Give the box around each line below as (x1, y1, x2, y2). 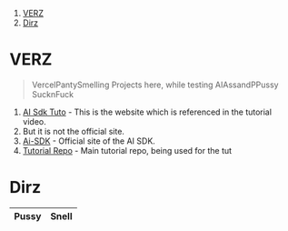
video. (22, 115, 47, 126)
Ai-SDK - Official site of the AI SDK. (22, 136, 156, 146)
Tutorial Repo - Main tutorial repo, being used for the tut (22, 145, 233, 156)
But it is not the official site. (22, 126, 125, 136)
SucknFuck (31, 88, 74, 99)
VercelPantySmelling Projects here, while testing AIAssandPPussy (31, 79, 279, 90)
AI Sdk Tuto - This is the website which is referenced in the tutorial (22, 106, 273, 117)
